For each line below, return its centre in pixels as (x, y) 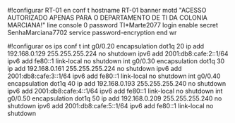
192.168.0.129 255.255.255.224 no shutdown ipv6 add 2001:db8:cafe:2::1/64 (118, 53)
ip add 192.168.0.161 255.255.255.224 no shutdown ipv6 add (95, 69)
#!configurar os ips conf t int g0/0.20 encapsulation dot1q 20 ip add (106, 46)
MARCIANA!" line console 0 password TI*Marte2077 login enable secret (113, 25)
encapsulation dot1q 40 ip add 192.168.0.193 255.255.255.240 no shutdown (117, 83)
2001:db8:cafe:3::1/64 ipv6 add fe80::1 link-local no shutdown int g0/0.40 (114, 76)
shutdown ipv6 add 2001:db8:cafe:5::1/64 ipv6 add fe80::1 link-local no (110, 106)
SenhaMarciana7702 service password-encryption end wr (92, 32)
